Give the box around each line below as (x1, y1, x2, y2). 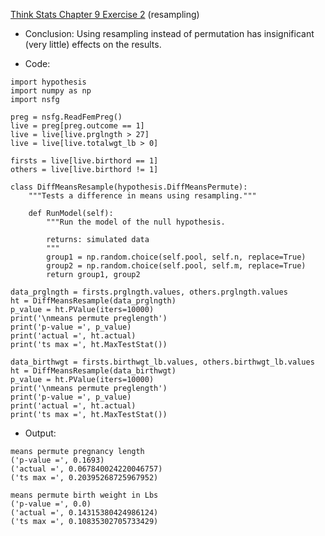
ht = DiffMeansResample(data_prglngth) (10, 296, 177, 306)
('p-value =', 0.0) (10, 499, 92, 509)
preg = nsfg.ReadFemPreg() (10, 112, 123, 122)
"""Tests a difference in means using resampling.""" (28, 191, 257, 201)
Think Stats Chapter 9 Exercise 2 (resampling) (10, 9, 200, 20)
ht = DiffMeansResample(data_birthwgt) (10, 366, 177, 376)
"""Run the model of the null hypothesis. (46, 217, 226, 227)
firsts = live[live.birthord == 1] (10, 156, 159, 166)
